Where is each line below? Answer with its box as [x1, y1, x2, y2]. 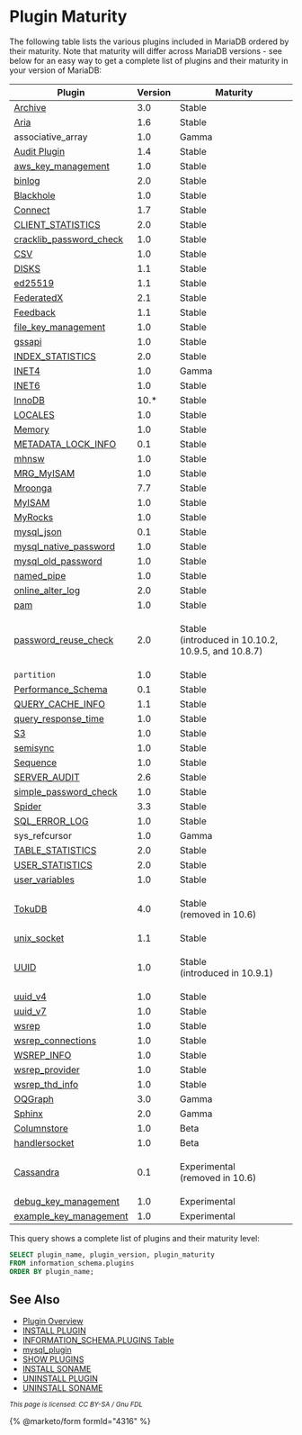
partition [13, 669, 56, 680]
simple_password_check [13, 785, 119, 798]
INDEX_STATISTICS [13, 349, 96, 362]
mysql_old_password [13, 555, 103, 567]
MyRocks [13, 510, 54, 523]
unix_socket [13, 932, 65, 944]
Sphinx [13, 1107, 43, 1120]
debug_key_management [13, 1195, 120, 1207]
